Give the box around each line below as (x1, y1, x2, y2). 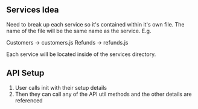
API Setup (6, 68, 45, 78)
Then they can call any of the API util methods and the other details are (14, 90, 192, 98)
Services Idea (6, 5, 59, 15)
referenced (14, 96, 43, 104)
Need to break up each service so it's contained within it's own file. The (6, 20, 185, 28)
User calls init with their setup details (14, 84, 107, 91)
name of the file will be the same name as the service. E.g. (6, 27, 152, 34)
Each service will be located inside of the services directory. (6, 51, 156, 58)
